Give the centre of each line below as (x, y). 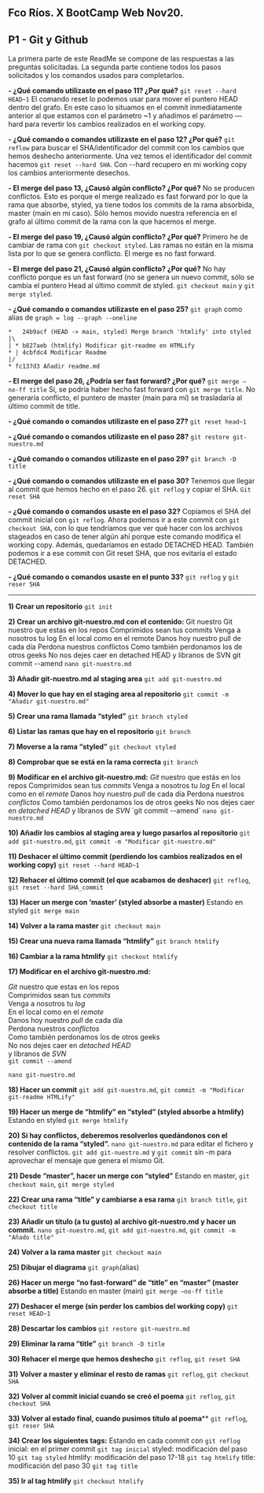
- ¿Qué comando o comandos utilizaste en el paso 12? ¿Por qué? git (122, 139)
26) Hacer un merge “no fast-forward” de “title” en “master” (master (123, 1283)
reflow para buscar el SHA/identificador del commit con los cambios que (126, 148)
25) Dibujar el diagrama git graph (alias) (74, 1268)
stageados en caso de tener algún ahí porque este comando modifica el (125, 537)
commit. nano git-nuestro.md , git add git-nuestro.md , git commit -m (122, 1230)
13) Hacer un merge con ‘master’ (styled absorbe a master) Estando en (126, 902)
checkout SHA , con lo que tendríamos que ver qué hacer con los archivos (126, 528)
